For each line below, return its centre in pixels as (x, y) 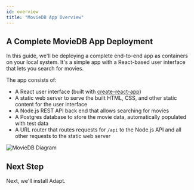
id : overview (22, 12)
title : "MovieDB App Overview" (45, 17)
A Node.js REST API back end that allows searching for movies (92, 111)
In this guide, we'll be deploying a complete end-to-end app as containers (97, 56)
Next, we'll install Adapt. (36, 181)
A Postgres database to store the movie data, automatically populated (101, 117)
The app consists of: (31, 80)
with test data (32, 124)
